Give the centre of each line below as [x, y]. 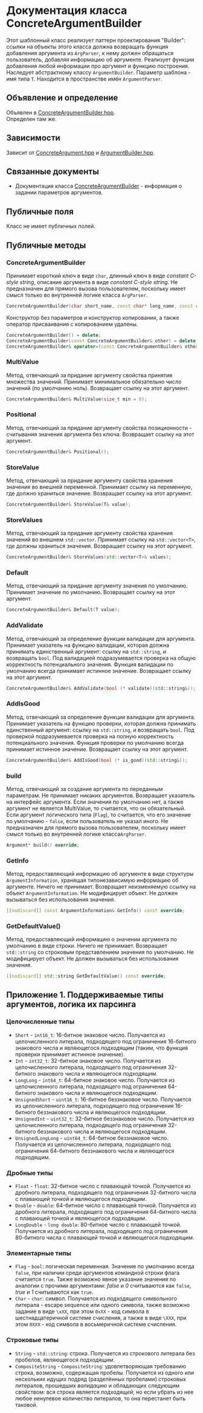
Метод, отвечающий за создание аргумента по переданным [85, 789]
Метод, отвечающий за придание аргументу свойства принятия [89, 375]
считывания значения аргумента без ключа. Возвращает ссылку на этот [100, 434]
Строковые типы [33, 1340]
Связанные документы [53, 171]
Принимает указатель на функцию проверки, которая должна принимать [101, 723]
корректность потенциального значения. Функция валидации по [90, 664]
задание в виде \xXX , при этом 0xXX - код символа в [82, 1311]
